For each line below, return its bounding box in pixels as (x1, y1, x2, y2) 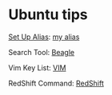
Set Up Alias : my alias (8, 32, 80, 42)
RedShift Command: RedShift (8, 78, 104, 88)
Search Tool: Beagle (8, 47, 74, 57)
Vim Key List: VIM (8, 62, 66, 73)
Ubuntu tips (8, 6, 88, 24)
